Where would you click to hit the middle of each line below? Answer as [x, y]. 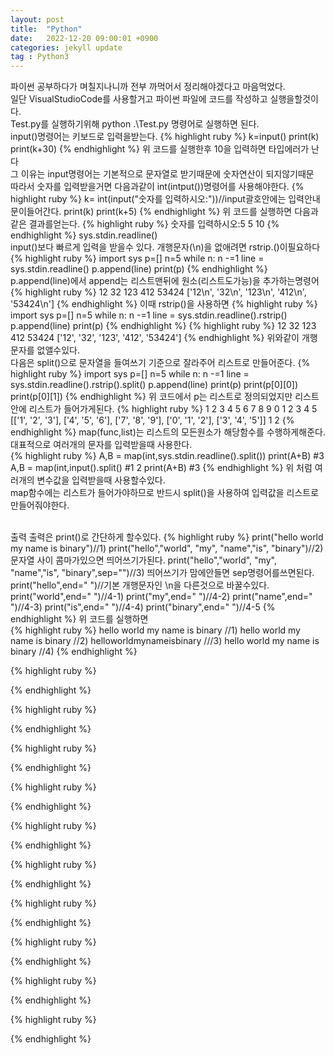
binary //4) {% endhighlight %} [74, 652]
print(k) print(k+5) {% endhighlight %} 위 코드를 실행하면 [178, 212]
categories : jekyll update [66, 47]
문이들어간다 [35, 212]
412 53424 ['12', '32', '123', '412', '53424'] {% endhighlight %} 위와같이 [155, 338]
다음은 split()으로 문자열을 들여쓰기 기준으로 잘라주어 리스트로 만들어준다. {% [160, 363]
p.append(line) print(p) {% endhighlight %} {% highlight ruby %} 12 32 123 [163, 326]
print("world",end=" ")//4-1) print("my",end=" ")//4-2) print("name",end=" [161, 597]
